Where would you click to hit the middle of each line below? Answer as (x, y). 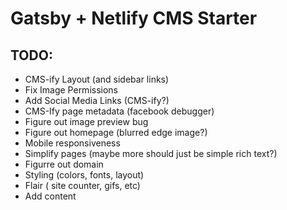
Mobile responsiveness (72, 143)
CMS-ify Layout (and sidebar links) (97, 79)
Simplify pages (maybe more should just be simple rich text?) (151, 153)
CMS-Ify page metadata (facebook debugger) (119, 111)
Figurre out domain (64, 164)
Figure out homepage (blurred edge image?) (116, 132)
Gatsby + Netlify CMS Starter (134, 18)
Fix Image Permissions (71, 90)
